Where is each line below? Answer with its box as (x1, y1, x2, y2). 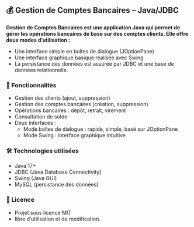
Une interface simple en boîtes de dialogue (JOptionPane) (14, 48, 155, 55)
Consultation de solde (14, 113, 68, 120)
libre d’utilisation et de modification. (14, 215, 101, 222)
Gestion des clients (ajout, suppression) (14, 94, 110, 101)
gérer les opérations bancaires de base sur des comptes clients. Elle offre (6, 30, 189, 37)
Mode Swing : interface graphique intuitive (23, 132, 126, 139)
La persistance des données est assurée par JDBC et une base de (14, 60, 174, 67)
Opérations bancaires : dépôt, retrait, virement (14, 107, 126, 114)
